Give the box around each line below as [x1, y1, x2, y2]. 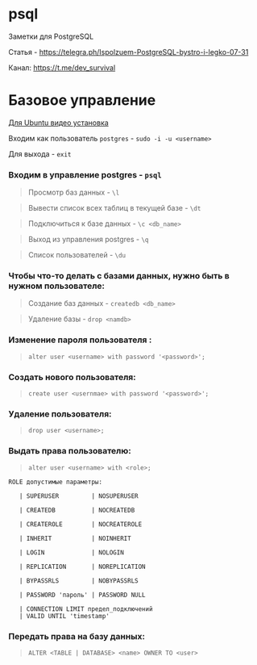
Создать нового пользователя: [8, 371, 137, 383]
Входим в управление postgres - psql [8, 169, 163, 180]
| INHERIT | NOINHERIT [19, 534, 131, 542]
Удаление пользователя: [8, 408, 112, 420]
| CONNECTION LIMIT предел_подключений [19, 604, 153, 613]
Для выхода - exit [8, 148, 72, 158]
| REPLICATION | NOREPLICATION [19, 563, 147, 571]
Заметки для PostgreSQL [8, 31, 94, 41]
